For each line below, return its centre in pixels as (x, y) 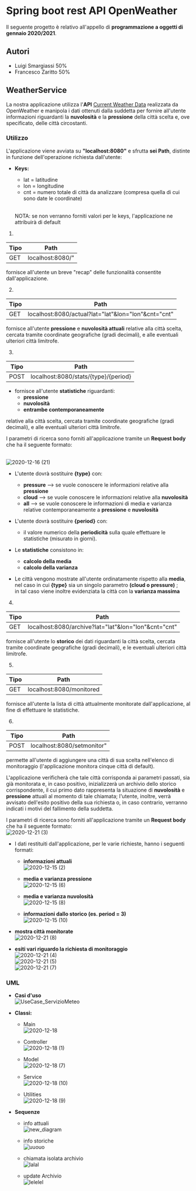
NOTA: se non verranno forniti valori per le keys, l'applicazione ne (94, 216)
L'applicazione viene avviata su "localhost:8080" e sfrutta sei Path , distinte (98, 151)
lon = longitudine (44, 186)
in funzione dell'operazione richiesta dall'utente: (64, 157)
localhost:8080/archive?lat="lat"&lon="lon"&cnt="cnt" (102, 627)
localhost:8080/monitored (63, 689)
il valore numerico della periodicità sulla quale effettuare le (94, 532)
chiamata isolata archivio (53, 1158)
